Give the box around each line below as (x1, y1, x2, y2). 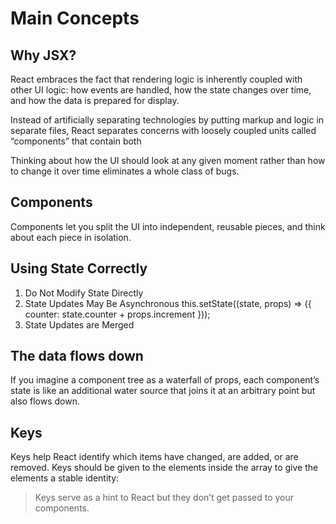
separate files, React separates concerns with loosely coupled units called (10, 125, 317, 136)
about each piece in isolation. (10, 231, 132, 243)
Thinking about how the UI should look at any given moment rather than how (10, 155, 326, 166)
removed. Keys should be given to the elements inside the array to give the (10, 462, 319, 474)
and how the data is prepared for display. (10, 95, 180, 106)
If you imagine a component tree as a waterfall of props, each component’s (10, 374, 320, 386)
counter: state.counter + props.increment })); (24, 308, 211, 320)
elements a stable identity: (10, 472, 120, 484)
